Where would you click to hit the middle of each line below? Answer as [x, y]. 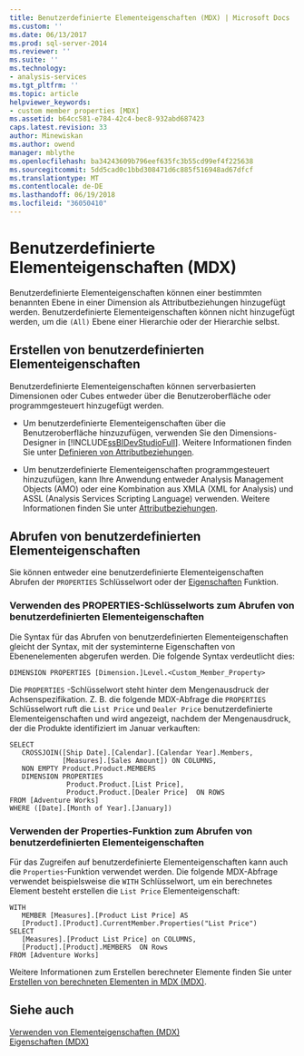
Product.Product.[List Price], [125, 784]
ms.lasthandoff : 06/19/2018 [63, 195]
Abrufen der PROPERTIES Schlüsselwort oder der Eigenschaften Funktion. [144, 582]
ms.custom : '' [36, 26]
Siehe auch [42, 1010]
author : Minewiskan [46, 136]
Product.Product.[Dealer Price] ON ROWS [146, 792]
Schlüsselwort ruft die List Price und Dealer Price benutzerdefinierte [141, 709]
